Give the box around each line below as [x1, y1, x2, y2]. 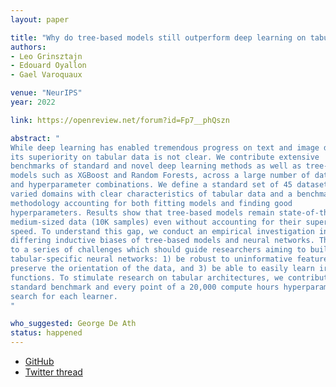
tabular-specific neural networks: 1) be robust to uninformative [10, 254, 293, 265]
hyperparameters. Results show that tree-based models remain [10, 207, 275, 218]
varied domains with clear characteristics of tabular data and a [10, 189, 293, 199]
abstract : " [10, 133, 60, 143]
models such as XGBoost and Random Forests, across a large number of [10, 171, 311, 181]
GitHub [24, 356, 55, 367]
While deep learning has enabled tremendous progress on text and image [10, 142, 320, 153]
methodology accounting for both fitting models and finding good [10, 198, 293, 208]
